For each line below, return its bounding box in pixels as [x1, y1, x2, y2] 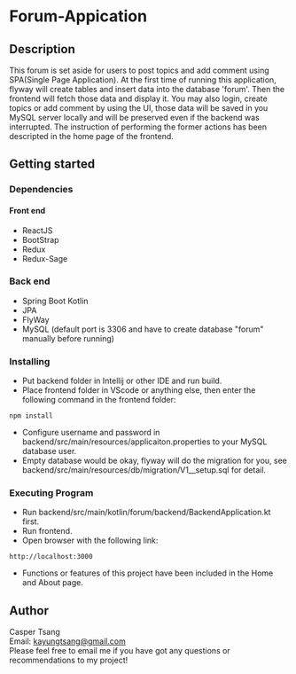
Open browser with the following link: [21, 535, 159, 546]
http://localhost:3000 [9, 553, 93, 561]
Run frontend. [21, 526, 73, 537]
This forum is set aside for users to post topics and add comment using [9, 65, 269, 75]
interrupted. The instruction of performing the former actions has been [9, 121, 268, 132]
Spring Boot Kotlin [21, 295, 89, 306]
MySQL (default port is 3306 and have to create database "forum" [21, 324, 264, 334]
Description [9, 42, 75, 57]
